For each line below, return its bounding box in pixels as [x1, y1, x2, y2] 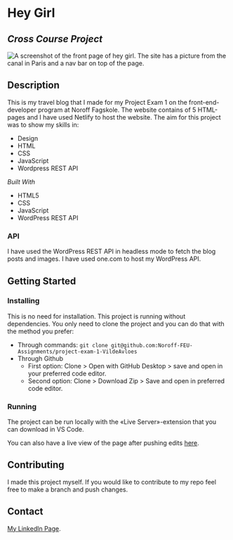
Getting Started [7, 275, 76, 287]
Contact [7, 506, 44, 517]
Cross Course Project [7, 33, 103, 45]
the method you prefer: [7, 327, 74, 335]
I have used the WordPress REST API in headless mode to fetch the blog [7, 247, 216, 256]
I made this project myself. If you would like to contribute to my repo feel [7, 477, 216, 486]
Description [7, 79, 60, 91]
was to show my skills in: [7, 120, 79, 129]
